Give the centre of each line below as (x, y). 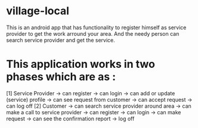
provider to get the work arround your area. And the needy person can (93, 33)
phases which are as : (61, 77)
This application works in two (81, 64)
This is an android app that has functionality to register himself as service (96, 27)
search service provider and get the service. (61, 40)
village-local (38, 11)
